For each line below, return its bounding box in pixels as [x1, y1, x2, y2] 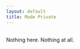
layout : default [6, 8, 46, 15]
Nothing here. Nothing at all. [6, 36, 75, 43]
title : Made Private [6, 14, 57, 20]
